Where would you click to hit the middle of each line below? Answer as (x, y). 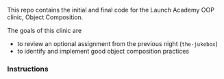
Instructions (28, 69)
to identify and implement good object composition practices (103, 51)
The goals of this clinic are (45, 31)
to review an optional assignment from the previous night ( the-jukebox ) (117, 44)
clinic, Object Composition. (45, 17)
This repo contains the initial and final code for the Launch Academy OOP (111, 10)
